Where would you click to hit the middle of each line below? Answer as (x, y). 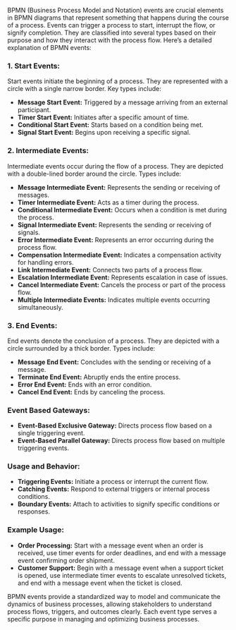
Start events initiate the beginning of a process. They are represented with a (118, 81)
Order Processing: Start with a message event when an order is (110, 545)
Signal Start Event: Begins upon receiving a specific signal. (104, 133)
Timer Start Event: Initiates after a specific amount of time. (103, 117)
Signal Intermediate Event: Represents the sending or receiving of (114, 224)
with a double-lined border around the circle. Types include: (94, 174)
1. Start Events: (33, 66)
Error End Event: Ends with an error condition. (85, 384)
